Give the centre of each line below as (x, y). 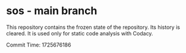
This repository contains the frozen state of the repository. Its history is (93, 27)
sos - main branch (52, 11)
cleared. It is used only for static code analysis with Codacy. (80, 33)
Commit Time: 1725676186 (39, 45)
